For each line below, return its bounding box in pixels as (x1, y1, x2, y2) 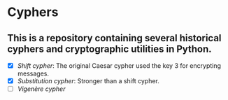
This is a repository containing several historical (7, 32, 222, 44)
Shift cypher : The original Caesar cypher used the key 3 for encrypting (17, 62, 222, 70)
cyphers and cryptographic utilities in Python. (7, 43, 212, 55)
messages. (17, 69, 50, 78)
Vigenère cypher (17, 85, 66, 93)
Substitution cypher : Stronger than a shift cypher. (17, 77, 159, 85)
